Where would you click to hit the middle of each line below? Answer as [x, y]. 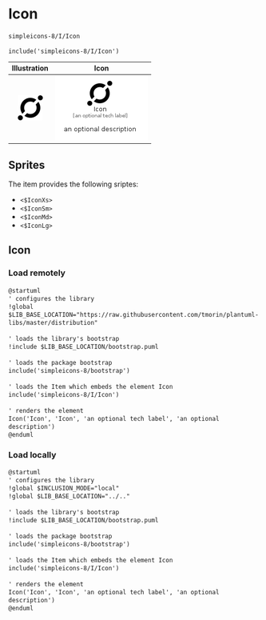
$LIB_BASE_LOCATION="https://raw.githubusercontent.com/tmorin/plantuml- [134, 314]
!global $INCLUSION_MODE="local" [64, 488]
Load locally [32, 454]
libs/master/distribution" [53, 322]
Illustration [30, 68]
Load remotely [37, 273]
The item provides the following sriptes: [73, 184]
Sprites [27, 165]
